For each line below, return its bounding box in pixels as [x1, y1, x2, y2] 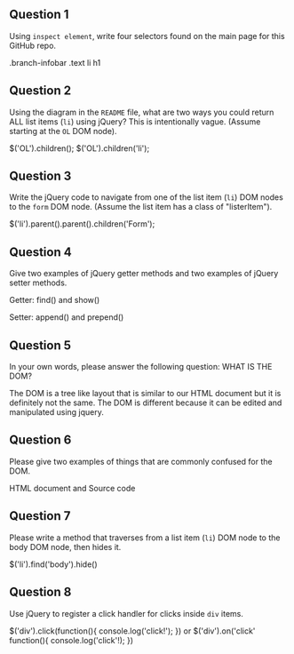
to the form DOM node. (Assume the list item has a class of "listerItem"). [9, 202, 273, 212]
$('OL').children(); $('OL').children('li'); [9, 142, 150, 154]
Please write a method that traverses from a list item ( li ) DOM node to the [9, 532, 281, 543]
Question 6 [9, 433, 72, 448]
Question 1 [9, 7, 69, 22]
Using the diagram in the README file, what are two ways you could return [9, 107, 274, 117]
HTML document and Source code [9, 483, 136, 493]
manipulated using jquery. [9, 407, 105, 418]
